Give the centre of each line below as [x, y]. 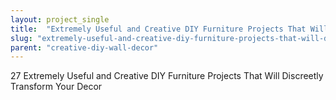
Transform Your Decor [56, 87]
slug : [21, 38]
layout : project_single [60, 19]
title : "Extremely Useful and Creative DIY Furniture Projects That [158, 29]
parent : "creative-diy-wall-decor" [84, 47]
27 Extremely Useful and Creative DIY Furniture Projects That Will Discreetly [167, 76]
